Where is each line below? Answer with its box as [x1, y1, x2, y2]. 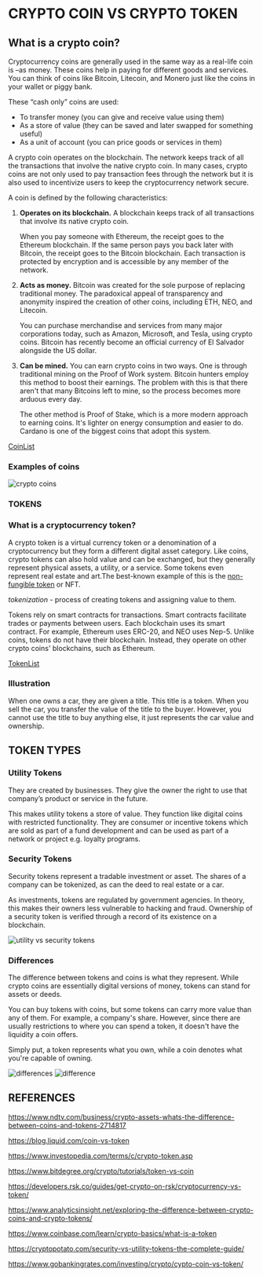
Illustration [8, 678, 51, 689]
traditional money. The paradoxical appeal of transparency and [19, 289, 224, 298]
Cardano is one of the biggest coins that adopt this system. [19, 426, 211, 436]
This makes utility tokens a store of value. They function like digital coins [8, 809, 243, 818]
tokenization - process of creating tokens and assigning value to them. [8, 594, 237, 604]
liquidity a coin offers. [8, 1030, 79, 1039]
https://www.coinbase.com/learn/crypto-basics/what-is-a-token [8, 1228, 217, 1238]
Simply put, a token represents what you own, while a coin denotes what [8, 1045, 243, 1054]
